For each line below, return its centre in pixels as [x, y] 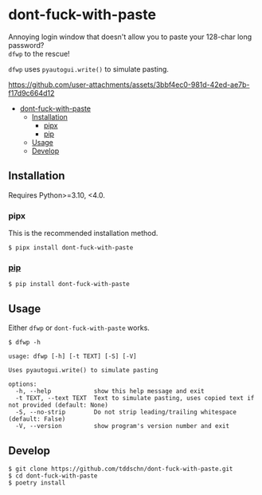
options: [23, 384]
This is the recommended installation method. [83, 234]
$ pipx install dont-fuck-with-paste [71, 248]
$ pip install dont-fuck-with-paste [69, 285]
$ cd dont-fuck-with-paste [53, 476]
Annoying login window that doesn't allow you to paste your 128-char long [130, 37]
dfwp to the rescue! [39, 53]
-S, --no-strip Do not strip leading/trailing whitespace [126, 412]
